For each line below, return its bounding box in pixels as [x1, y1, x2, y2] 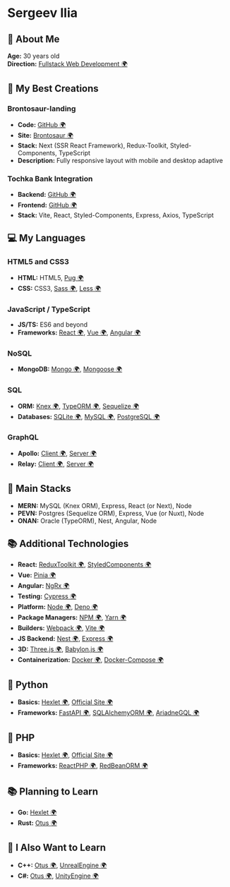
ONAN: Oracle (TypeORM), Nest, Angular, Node [17, 517, 157, 525]
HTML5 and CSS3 [7, 257, 69, 267]
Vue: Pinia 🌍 [17, 571, 56, 579]
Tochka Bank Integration [7, 174, 93, 183]
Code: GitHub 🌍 [17, 120, 66, 128]
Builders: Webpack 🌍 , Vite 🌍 [17, 624, 105, 632]
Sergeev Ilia [7, 5, 78, 21]
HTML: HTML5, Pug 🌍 [17, 273, 84, 282]
